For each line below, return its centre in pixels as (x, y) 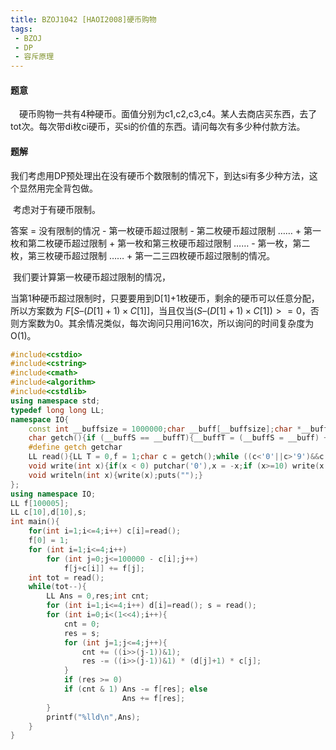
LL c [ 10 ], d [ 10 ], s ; (48, 512)
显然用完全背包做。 (58, 188)
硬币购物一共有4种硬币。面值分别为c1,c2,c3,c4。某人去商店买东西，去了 (168, 114)
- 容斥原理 (34, 57)
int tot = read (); (66, 577)
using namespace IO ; (53, 494)
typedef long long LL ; (57, 410)
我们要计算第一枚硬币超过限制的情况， (91, 277)
